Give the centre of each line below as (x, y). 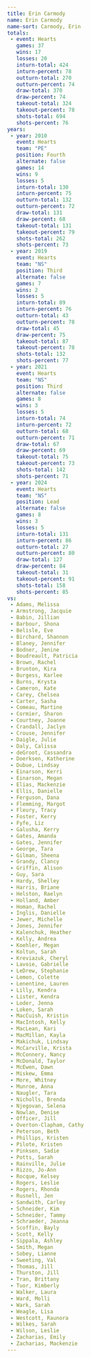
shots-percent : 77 (42, 361)
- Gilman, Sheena (35, 855)
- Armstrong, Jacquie (41, 611)
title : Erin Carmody (37, 13)
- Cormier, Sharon (36, 714)
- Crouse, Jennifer (38, 733)
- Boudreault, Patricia (44, 656)
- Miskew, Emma (31, 1074)
